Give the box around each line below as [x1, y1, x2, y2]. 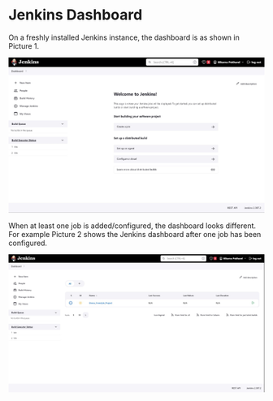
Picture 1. [8, 41, 40, 50]
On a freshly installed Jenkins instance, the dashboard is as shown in [8, 32, 240, 42]
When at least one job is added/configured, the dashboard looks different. [8, 221, 257, 231]
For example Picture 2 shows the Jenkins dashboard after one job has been [8, 230, 262, 239]
